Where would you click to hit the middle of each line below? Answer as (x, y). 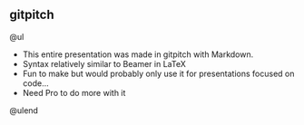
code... (36, 83)
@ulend (24, 110)
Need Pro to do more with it (74, 92)
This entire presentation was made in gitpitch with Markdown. (138, 54)
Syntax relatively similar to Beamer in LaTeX (104, 63)
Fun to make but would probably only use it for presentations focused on (158, 73)
